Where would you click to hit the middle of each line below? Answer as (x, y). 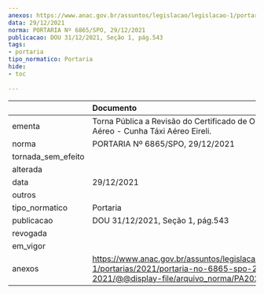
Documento (115, 108)
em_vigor (29, 246)
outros (24, 195)
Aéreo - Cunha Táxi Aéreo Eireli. (152, 130)
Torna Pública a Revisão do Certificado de (170, 121)
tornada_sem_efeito (48, 156)
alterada (27, 169)
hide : (17, 67)
